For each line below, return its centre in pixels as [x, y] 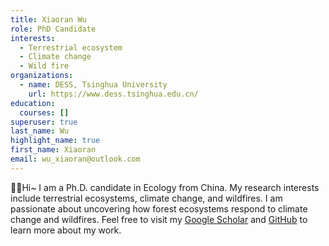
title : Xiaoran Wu [48, 19]
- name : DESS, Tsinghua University [93, 85]
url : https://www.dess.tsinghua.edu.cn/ [113, 94]
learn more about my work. [66, 230]
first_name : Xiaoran [53, 150]
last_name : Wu [40, 131]
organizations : [42, 76]
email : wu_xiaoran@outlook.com [75, 159]
